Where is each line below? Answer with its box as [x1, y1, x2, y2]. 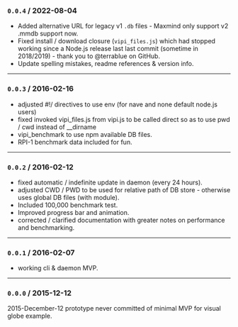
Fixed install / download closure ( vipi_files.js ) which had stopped [17, 37, 216, 45]
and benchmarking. [17, 223, 75, 232]
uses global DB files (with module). [17, 193, 120, 201]
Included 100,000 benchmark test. [17, 201, 118, 209]
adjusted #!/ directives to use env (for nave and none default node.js [17, 100, 218, 109]
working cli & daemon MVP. [17, 264, 98, 272]
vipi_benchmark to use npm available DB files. [17, 130, 152, 138]
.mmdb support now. [17, 29, 79, 38]
